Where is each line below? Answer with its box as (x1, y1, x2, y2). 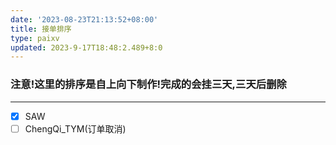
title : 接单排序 (10, 24, 72, 34)
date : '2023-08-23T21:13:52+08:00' (10, 14, 159, 25)
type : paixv (10, 33, 60, 43)
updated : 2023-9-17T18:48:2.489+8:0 (10, 42, 163, 53)
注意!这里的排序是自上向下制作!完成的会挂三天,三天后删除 (10, 77, 287, 91)
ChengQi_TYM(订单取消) (24, 122, 127, 135)
